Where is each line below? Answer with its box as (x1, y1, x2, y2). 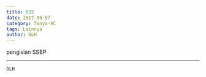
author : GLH (6, 32, 37, 38)
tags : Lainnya (6, 26, 43, 32)
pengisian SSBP (6, 48, 47, 56)
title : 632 (6, 9, 34, 15)
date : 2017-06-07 (6, 15, 51, 21)
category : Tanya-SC (6, 20, 56, 26)
